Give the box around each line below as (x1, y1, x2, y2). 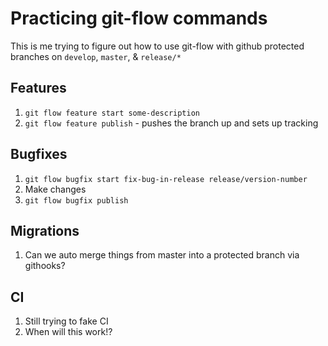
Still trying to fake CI (24, 315, 109, 327)
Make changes (24, 183, 87, 195)
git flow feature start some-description (24, 108, 200, 118)
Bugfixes (10, 146, 68, 163)
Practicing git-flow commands (10, 7, 268, 30)
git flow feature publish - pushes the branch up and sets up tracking (24, 117, 319, 129)
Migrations (10, 222, 80, 239)
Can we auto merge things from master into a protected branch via (24, 249, 300, 261)
